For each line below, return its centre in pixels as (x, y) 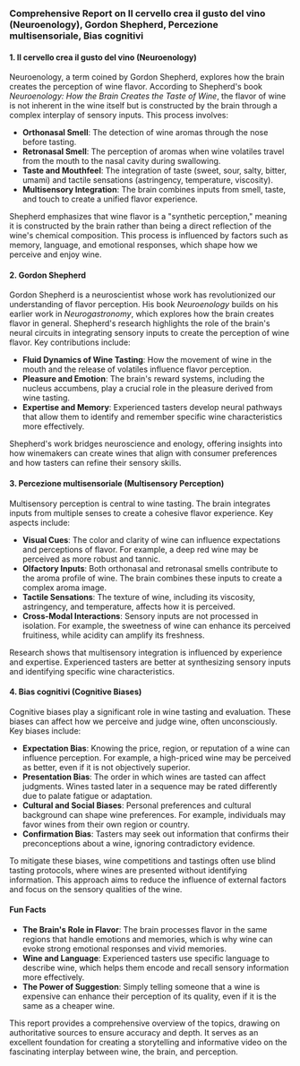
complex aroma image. (64, 587)
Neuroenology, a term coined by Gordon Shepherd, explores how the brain (147, 77)
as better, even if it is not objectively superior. (106, 767)
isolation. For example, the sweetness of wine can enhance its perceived (156, 625)
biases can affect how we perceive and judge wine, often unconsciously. (143, 721)
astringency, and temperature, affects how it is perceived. (129, 606)
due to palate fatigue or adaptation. (87, 795)
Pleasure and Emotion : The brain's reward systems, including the (143, 379)
